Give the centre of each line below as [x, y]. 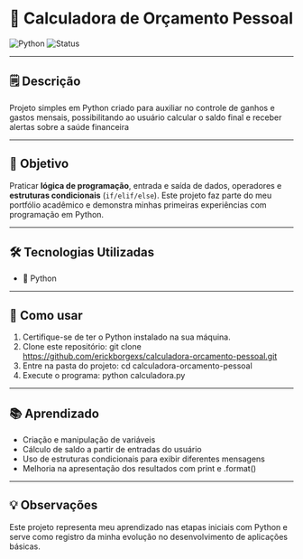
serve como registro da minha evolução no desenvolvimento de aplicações [149, 536]
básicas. [25, 546]
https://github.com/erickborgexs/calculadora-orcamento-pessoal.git [150, 357]
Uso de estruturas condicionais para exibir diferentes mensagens [144, 459]
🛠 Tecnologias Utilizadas [82, 252]
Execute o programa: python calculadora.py [104, 376]
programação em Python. [57, 214]
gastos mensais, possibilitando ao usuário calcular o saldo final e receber [146, 117]
